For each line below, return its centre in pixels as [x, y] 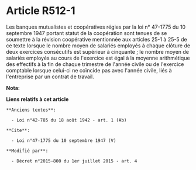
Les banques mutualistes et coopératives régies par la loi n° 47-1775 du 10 [96, 27]
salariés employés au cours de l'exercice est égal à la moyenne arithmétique [98, 58]
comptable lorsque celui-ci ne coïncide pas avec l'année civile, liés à [89, 70]
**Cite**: [18, 130]
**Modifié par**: [27, 151]
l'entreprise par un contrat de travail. [50, 77]
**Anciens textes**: [31, 110]
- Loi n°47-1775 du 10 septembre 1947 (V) [64, 140]
